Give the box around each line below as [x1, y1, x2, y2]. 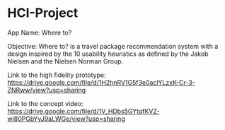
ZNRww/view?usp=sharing [7, 85, 86, 94]
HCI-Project [7, 5, 79, 21]
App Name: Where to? [7, 28, 72, 37]
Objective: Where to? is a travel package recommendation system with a [7, 42, 219, 50]
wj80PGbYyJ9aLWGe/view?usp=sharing [7, 114, 125, 123]
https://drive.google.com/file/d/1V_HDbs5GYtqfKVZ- [7, 107, 161, 115]
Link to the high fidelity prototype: [7, 71, 106, 79]
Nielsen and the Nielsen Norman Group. [7, 57, 124, 65]
